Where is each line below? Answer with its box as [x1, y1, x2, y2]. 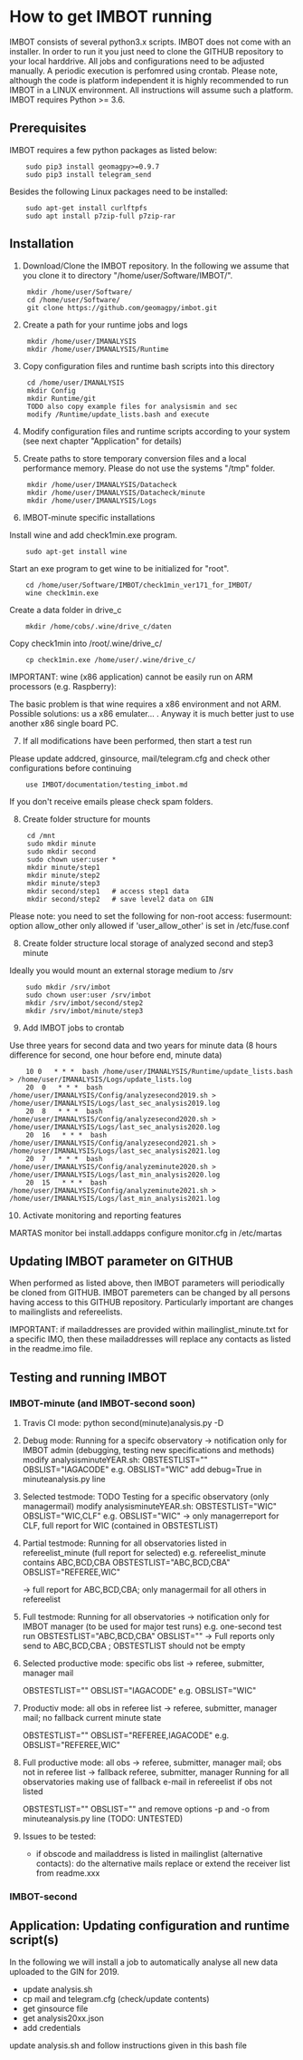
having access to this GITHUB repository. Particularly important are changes [9, 1297, 294, 1308]
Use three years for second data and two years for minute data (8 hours [9, 1040, 278, 1050]
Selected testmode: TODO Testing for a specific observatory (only [22, 1491, 270, 1502]
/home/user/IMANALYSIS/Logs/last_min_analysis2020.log [9, 1170, 221, 1179]
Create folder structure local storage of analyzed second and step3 [22, 937, 274, 949]
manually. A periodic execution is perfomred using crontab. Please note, [9, 65, 279, 76]
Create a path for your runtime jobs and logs [22, 319, 188, 330]
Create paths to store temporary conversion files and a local [22, 453, 247, 464]
